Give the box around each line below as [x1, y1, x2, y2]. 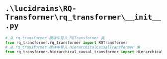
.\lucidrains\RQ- [5, 4, 77, 13]
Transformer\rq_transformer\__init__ [5, 13, 162, 22]
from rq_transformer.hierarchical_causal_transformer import [5, 49, 135, 54]
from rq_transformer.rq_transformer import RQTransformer [5, 40, 128, 45]
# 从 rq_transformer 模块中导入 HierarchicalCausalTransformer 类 [5, 45, 141, 50]
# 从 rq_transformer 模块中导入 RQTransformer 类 [5, 35, 105, 40]
